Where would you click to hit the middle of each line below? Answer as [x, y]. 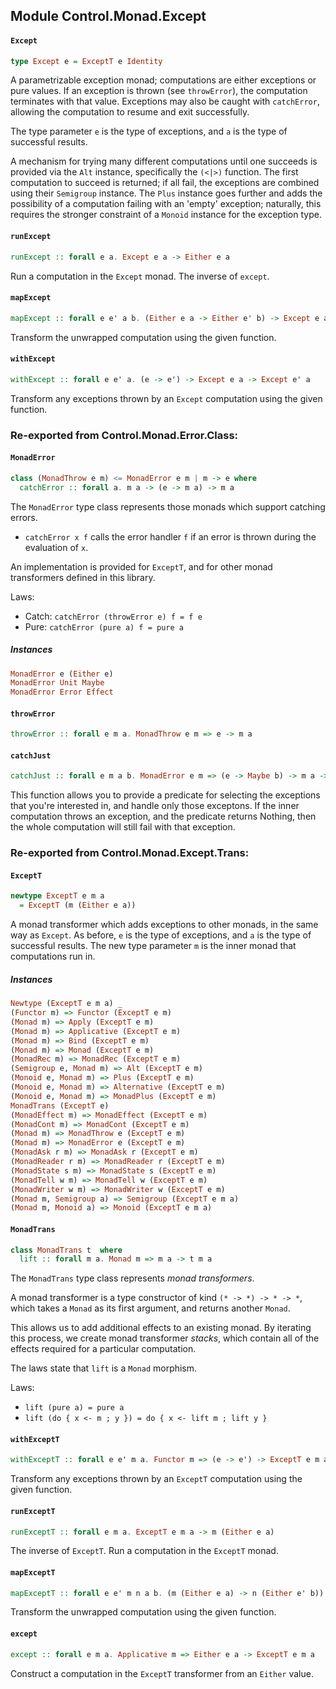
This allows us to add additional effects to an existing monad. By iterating [161, 1328]
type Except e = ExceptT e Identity [86, 61]
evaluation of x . [56, 547]
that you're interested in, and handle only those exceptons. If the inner [155, 806]
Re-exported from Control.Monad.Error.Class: [124, 435]
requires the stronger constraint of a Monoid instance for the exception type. [166, 215]
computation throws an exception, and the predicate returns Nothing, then [163, 816]
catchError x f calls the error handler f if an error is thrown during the [170, 536]
